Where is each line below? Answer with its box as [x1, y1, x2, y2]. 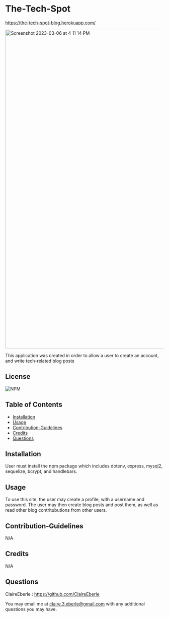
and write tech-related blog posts [5, 358, 74, 364]
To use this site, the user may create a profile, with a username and [5, 497, 145, 503]
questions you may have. [5, 606, 57, 612]
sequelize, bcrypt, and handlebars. [5, 468, 77, 474]
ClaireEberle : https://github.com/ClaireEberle [5, 591, 100, 597]
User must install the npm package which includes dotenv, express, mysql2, [5, 463, 163, 469]
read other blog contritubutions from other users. [5, 507, 107, 513]
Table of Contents [5, 400, 63, 409]
